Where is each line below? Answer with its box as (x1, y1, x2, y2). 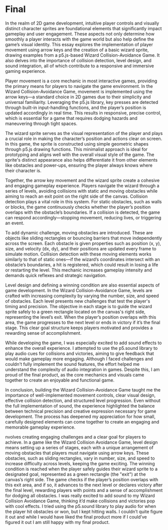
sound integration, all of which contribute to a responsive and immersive (5, 63, 154, 69)
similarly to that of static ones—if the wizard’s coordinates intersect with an (5, 256, 160, 262)
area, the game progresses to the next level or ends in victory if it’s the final (5, 319, 160, 325)
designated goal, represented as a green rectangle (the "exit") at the (5, 471, 146, 477)
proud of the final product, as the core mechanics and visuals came (5, 371, 144, 377)
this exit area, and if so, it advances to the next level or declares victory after (5, 482, 163, 488)
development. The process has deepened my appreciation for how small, (5, 413, 156, 420)
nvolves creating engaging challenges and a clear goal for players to (5, 434, 146, 440)
